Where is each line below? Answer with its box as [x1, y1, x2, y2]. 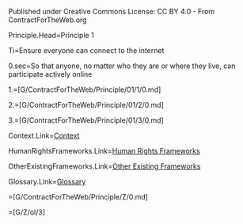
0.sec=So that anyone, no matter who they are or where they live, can [8, 61, 236, 70]
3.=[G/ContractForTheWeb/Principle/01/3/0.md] [8, 116, 164, 125]
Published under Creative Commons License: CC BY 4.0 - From [8, 7, 215, 16]
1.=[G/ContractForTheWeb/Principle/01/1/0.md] [8, 85, 161, 94]
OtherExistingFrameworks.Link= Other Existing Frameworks [8, 161, 201, 171]
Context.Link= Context [8, 131, 80, 140]
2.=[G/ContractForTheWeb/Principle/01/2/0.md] [8, 101, 165, 109]
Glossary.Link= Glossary [8, 177, 86, 186]
